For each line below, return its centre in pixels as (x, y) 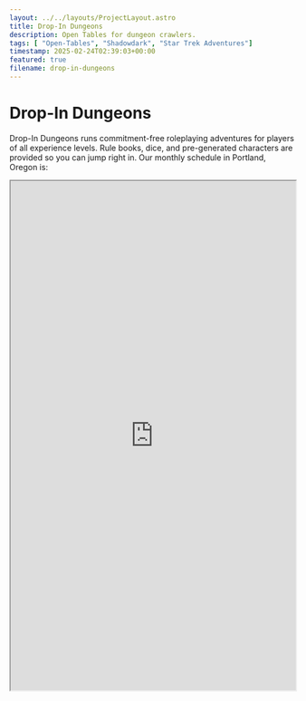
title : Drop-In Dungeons (56, 26)
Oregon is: (29, 167)
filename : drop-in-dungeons (62, 69)
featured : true (38, 60)
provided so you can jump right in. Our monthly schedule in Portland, (138, 157)
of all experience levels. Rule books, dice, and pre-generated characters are (151, 148)
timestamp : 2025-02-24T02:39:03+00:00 (82, 52)
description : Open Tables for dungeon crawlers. (103, 34)
